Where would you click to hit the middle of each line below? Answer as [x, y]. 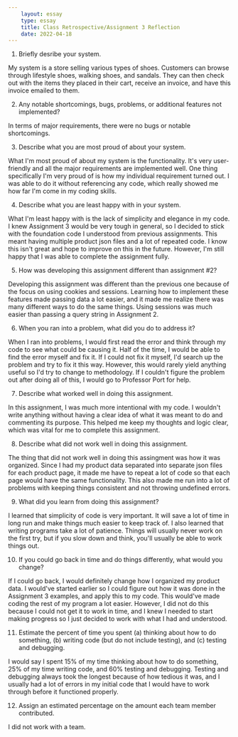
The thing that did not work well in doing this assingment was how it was [114, 458]
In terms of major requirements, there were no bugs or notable [99, 126]
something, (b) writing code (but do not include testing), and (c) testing [122, 640]
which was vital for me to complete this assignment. [84, 430]
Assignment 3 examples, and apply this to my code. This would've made [114, 596]
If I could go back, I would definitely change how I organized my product [114, 581]
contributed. [36, 714]
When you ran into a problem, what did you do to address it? [107, 328]
